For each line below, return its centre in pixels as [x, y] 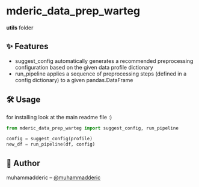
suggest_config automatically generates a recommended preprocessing [104, 61]
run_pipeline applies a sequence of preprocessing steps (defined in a [101, 74]
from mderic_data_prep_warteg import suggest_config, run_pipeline [93, 128]
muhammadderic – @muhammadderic [54, 177]
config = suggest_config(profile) [50, 139]
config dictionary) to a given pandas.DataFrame [74, 80]
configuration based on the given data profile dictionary [84, 67]
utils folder [20, 28]
